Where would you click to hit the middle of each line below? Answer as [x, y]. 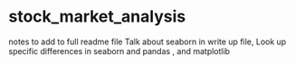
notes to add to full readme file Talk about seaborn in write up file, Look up [147, 42]
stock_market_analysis [97, 17]
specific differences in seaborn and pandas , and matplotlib [119, 51]
